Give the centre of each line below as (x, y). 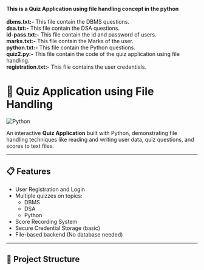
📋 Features (29, 172)
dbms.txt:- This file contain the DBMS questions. (68, 22)
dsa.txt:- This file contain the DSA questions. (63, 28)
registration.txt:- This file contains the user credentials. (76, 67)
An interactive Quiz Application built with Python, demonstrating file (92, 133)
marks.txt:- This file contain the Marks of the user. (70, 41)
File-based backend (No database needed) (69, 234)
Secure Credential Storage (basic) (57, 228)
